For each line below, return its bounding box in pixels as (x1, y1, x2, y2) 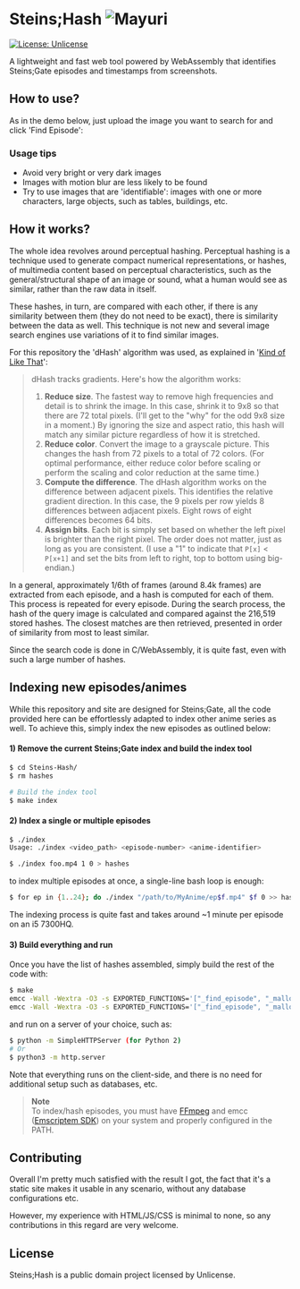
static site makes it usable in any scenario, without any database (9, 1183, 246, 1194)
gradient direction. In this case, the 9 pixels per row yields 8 (44, 495, 265, 506)
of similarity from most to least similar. (9, 627, 150, 637)
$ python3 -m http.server (9, 1053, 105, 1062)
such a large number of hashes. (9, 653, 127, 664)
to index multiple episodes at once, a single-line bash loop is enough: (9, 875, 264, 886)
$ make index (9, 796, 58, 805)
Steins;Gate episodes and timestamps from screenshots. (9, 65, 218, 76)
